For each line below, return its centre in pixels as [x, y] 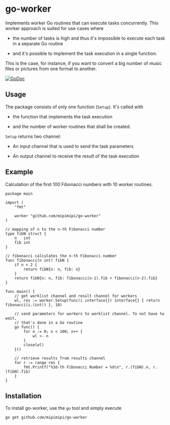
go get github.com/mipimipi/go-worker [46, 417]
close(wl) [34, 345]
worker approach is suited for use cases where [55, 28]
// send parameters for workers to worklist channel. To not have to [90, 314]
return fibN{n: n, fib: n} [52, 269]
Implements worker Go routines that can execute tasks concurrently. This [82, 23]
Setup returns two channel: [33, 136]
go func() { [27, 327]
